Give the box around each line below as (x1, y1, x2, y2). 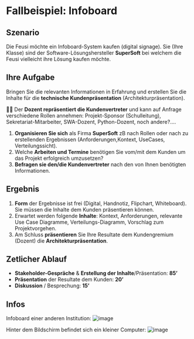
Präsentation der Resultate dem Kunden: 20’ (14, 276, 124, 283)
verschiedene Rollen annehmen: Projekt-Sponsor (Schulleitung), (6, 112, 161, 119)
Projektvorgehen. (14, 224, 57, 231)
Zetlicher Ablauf (6, 254, 67, 264)
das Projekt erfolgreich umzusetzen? (14, 155, 104, 162)
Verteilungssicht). (14, 142, 57, 149)
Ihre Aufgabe (6, 72, 55, 83)
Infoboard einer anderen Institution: (6, 315, 92, 322)
